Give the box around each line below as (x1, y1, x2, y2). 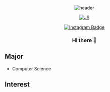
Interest (5, 80, 30, 89)
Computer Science (12, 65, 51, 71)
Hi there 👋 (72, 37, 97, 44)
